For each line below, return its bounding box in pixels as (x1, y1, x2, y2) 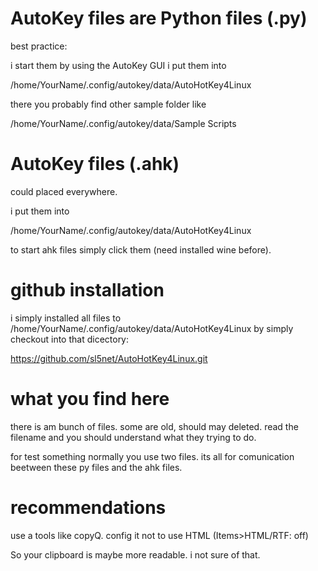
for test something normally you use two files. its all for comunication (10, 450, 295, 462)
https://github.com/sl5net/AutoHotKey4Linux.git (10, 352, 208, 364)
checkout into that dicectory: (10, 333, 130, 345)
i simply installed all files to (10, 312, 122, 324)
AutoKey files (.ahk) (10, 153, 180, 176)
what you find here (10, 388, 170, 410)
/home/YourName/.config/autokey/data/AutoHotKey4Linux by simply (10, 322, 294, 334)
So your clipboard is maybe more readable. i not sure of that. (10, 548, 261, 561)
